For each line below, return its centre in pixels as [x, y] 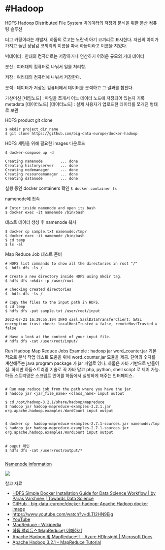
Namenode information [29, 464]
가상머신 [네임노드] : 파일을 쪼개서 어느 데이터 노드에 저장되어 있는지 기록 [75, 98]
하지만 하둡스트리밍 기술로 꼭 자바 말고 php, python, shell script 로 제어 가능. [86, 369]
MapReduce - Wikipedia [37, 524]
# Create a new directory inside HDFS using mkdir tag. [64, 276]
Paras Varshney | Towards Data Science [53, 498]
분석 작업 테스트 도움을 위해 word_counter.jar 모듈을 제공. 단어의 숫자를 [87, 357]
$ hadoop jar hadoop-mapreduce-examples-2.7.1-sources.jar [67, 428]
